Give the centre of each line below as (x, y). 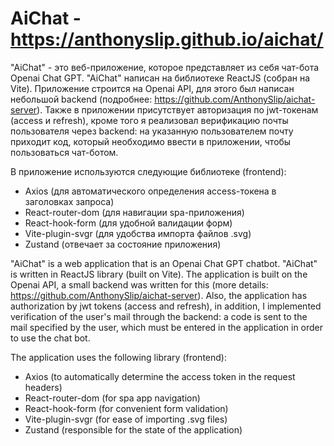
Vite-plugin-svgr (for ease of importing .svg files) (126, 419)
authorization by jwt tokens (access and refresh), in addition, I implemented (166, 306)
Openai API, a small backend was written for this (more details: (139, 284)
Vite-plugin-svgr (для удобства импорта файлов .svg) (138, 233)
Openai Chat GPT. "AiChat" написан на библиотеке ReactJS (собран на (160, 78)
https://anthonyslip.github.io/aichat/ (167, 39)
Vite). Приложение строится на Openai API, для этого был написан (152, 88)
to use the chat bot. (50, 338)
